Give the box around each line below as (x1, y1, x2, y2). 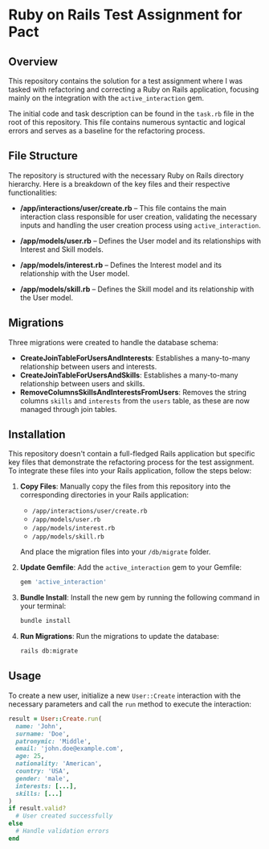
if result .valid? (8, 805, 67, 813)
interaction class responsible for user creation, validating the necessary (19, 212, 257, 221)
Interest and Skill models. (19, 244, 104, 254)
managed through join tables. (19, 404, 118, 414)
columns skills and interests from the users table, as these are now (19, 396, 251, 406)
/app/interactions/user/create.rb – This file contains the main (19, 203, 227, 212)
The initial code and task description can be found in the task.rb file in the (8, 109, 255, 118)
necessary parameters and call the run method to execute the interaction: (8, 699, 251, 709)
